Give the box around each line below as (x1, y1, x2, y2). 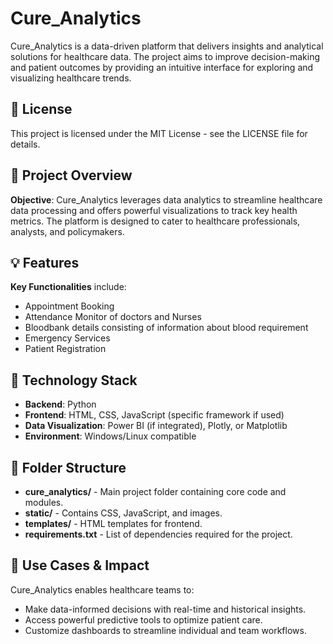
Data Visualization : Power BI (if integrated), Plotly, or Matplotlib (24, 420, 288, 432)
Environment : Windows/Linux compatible (24, 430, 197, 442)
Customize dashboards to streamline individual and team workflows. (24, 624, 307, 636)
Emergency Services (24, 332, 111, 344)
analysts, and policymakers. (10, 225, 125, 237)
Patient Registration (24, 343, 107, 355)
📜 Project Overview (10, 167, 133, 184)
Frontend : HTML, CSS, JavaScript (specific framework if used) (24, 409, 285, 421)
